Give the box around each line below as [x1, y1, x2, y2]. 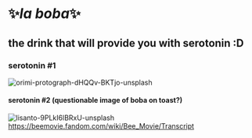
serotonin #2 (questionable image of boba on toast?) [8, 96, 183, 105]
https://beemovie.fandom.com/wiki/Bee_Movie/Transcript [8, 122, 194, 131]
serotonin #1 [8, 60, 56, 71]
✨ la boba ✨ [8, 5, 81, 23]
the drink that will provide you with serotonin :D [8, 36, 244, 49]
